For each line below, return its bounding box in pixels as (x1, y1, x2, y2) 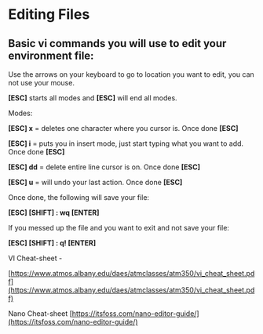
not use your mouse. (8, 78, 75, 87)
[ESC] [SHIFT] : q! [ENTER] (8, 238, 97, 248)
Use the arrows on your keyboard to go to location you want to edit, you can (8, 70, 255, 79)
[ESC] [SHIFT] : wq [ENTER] (8, 208, 100, 217)
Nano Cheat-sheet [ (8, 309, 73, 318)
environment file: (8, 49, 94, 62)
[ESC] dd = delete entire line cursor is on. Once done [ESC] (8, 162, 201, 172)
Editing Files (8, 5, 90, 24)
